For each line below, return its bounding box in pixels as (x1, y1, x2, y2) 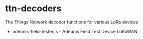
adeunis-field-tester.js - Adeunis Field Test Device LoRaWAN (12, 28, 138, 34)
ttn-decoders (5, 3, 62, 14)
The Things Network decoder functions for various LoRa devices (5, 19, 139, 25)
